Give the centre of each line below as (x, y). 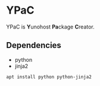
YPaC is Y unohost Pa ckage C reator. (51, 27)
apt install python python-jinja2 (49, 77)
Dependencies (34, 45)
